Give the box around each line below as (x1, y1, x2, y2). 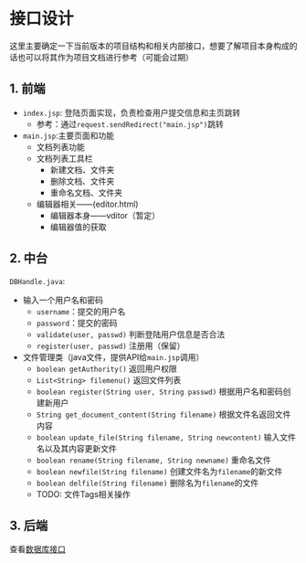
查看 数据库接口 (9, 544, 66, 555)
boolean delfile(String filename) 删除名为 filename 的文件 (36, 477, 259, 488)
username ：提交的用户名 (36, 305, 126, 316)
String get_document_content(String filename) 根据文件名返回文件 (36, 409, 291, 420)
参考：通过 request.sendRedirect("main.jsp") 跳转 (36, 118, 224, 129)
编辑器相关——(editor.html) (36, 198, 139, 209)
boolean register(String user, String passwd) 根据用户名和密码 (36, 386, 283, 397)
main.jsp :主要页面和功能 (22, 130, 115, 141)
